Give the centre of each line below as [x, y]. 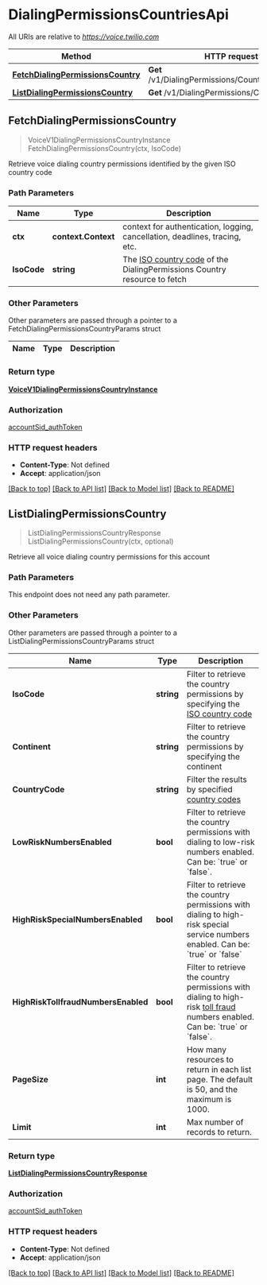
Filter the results [217, 779]
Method [76, 56]
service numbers [218, 934]
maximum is [209, 1099]
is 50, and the [212, 1089]
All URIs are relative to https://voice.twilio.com [84, 37]
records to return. [219, 1132]
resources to [210, 1059]
